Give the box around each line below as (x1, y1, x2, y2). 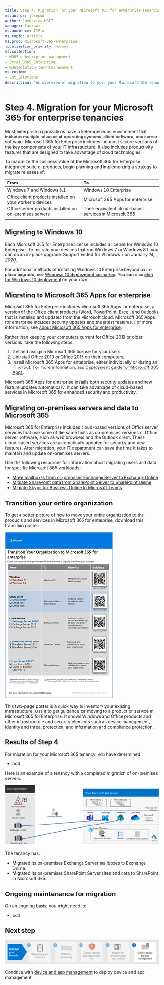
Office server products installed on (7, 206, 77, 212)
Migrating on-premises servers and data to (5, 404, 139, 412)
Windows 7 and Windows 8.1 (7, 187, 66, 193)
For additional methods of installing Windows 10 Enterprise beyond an (5, 266, 145, 272)
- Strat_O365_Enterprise (5, 59, 56, 65)
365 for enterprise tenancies (5, 113, 124, 123)
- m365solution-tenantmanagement (5, 65, 73, 69)
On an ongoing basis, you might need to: (5, 903, 87, 909)
